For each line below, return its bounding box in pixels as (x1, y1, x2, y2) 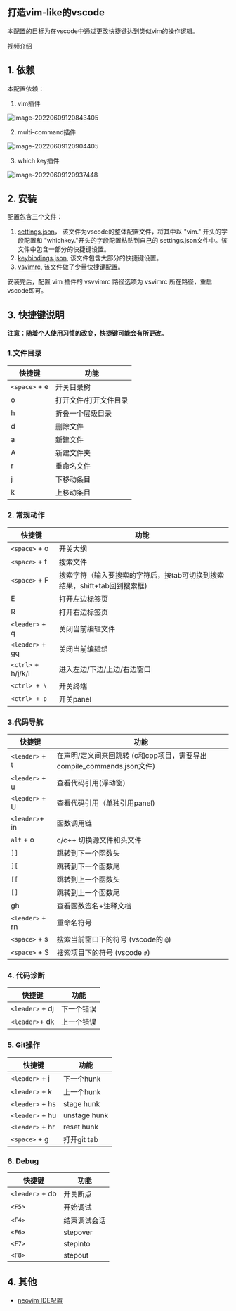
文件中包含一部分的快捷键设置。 (17, 245, 110, 253)
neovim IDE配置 (17, 1296, 63, 1304)
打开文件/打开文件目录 (55, 395, 129, 405)
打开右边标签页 (58, 607, 109, 617)
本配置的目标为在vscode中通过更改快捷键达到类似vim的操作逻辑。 (7, 27, 199, 35)
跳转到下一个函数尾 (56, 861, 121, 871)
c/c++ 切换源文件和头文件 (56, 835, 142, 845)
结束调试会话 (63, 1216, 107, 1226)
